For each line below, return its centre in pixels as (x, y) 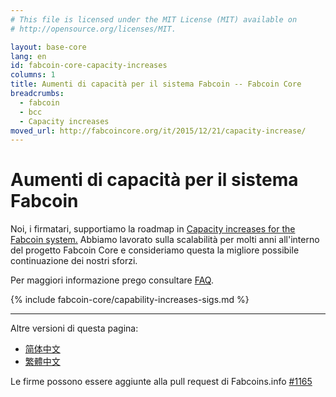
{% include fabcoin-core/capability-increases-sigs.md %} (130, 300)
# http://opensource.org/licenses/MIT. (93, 29)
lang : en (28, 56)
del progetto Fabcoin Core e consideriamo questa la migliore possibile (155, 250)
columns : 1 (33, 75)
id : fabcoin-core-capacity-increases (89, 66)
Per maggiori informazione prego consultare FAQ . (112, 280)
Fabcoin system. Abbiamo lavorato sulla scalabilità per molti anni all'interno (165, 240)
